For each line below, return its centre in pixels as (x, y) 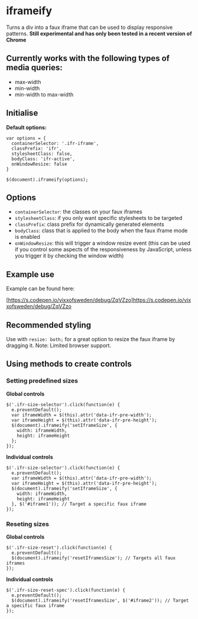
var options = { (26, 138)
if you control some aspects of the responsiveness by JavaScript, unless (103, 249)
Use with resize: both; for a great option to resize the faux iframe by (91, 339)
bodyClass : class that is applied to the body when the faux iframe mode (101, 231)
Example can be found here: (40, 289)
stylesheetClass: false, (42, 154)
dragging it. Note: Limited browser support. (59, 345)
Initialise (22, 113)
